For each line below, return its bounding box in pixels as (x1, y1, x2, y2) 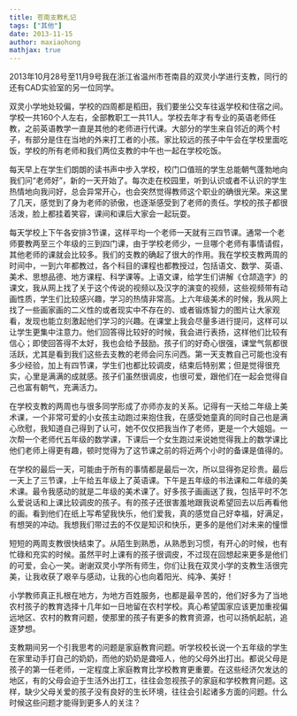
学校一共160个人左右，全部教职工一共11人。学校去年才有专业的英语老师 (9, 112, 269, 123)
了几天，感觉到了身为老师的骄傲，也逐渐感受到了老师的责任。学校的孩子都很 (9, 197, 288, 208)
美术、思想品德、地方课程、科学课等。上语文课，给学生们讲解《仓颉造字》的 (9, 272, 288, 282)
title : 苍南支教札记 (9, 12, 77, 22)
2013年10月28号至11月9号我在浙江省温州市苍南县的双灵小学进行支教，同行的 (9, 72, 288, 82)
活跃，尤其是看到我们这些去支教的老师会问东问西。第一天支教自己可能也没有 (9, 349, 288, 359)
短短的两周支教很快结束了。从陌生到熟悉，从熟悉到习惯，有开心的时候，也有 (9, 538, 288, 549)
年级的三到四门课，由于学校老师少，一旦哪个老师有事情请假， (63, 238, 288, 249)
